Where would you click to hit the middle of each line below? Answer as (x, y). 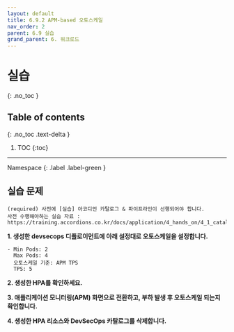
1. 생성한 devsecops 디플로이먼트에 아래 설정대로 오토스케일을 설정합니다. (108, 236)
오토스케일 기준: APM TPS (46, 263)
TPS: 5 (23, 269)
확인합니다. (23, 306)
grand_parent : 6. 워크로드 (44, 40)
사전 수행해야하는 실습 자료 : (44, 216)
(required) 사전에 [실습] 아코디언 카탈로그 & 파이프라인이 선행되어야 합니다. (106, 209)
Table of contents (46, 118)
